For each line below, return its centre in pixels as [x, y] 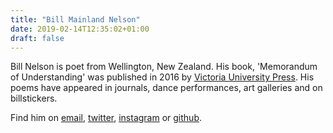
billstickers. [34, 98]
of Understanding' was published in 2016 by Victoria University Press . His [162, 77]
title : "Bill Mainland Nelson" [75, 19]
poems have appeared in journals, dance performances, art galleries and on [166, 88]
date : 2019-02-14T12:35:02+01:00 [80, 29]
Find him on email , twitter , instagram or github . [106, 118]
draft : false [37, 38]
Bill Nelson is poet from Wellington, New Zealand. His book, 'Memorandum [164, 67]
